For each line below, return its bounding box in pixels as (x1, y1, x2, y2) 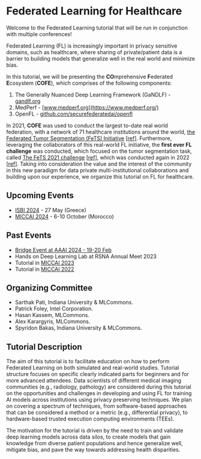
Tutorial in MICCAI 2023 (14, 259, 75, 266)
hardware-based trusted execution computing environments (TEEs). (6, 415, 175, 422)
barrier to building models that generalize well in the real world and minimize (6, 55, 195, 62)
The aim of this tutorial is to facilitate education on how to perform (6, 358, 170, 365)
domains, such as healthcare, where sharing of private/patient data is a (6, 48, 182, 55)
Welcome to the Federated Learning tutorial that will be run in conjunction (6, 24, 188, 31)
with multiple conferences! (6, 30, 72, 37)
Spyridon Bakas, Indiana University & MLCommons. (14, 324, 142, 331)
